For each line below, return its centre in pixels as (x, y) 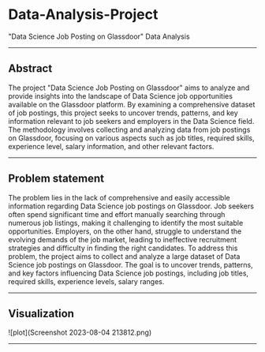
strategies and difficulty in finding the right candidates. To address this (123, 248)
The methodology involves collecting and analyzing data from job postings (129, 129)
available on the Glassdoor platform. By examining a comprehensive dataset (132, 104)
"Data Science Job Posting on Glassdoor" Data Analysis (99, 36)
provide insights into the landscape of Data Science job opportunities (120, 95)
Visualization (41, 313)
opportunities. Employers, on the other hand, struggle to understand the (125, 231)
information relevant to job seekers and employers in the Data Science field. (131, 121)
